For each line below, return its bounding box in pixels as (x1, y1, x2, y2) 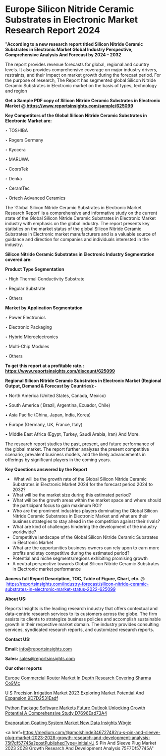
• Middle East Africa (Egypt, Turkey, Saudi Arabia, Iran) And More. (5, 431, 140, 437)
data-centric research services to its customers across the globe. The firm (5, 611, 158, 617)
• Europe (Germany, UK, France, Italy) (5, 421, 83, 427)
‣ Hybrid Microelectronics (5, 334, 58, 340)
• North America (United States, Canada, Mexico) (5, 392, 107, 398)
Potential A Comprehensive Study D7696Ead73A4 (5, 710, 108, 716)
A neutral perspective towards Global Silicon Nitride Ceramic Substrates (12, 560, 160, 566)
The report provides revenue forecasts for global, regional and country (5, 61, 150, 67)
